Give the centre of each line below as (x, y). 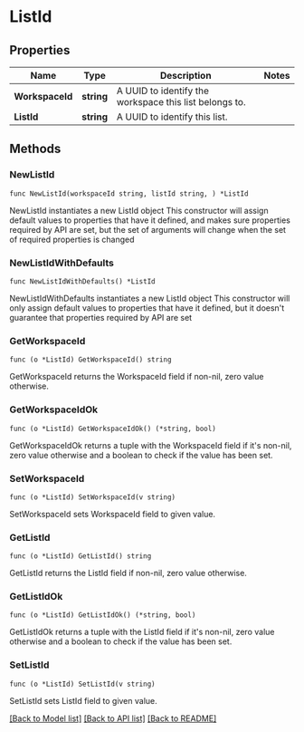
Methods (35, 149)
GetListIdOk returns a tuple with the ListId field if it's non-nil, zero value (142, 632)
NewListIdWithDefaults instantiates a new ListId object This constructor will (150, 298)
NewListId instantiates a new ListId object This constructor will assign (139, 210)
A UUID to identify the (163, 91)
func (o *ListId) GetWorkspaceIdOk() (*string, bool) (113, 429)
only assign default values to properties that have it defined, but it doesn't (147, 308)
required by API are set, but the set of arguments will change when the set (148, 229)
